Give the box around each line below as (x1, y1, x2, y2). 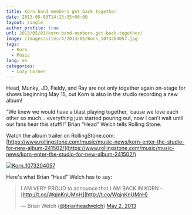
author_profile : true (6, 25, 59, 31)
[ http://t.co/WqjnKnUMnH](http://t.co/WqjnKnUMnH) (20, 191, 149, 198)
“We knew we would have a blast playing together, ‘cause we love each (6, 108, 179, 115)
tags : (6, 42, 19, 47)
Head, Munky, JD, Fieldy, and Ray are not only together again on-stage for (6, 84, 186, 91)
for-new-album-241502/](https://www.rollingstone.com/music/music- (6, 145, 175, 152)
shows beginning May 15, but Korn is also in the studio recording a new (6, 91, 178, 98)
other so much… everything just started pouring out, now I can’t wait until (6, 115, 184, 122)
